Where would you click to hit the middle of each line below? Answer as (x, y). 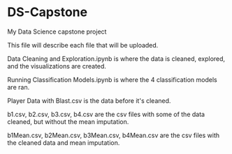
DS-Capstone (48, 12)
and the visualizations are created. (57, 66)
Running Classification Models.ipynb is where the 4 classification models (113, 79)
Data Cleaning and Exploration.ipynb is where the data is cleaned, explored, (116, 58)
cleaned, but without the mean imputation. (68, 121)
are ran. (19, 87)
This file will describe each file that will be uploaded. (83, 45)
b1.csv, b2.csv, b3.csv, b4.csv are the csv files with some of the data (106, 114)
